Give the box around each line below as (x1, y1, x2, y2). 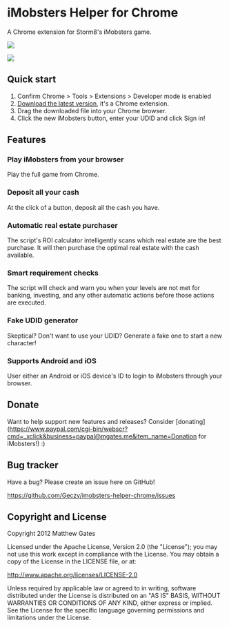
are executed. (7, 298, 46, 307)
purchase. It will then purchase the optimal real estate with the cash (7, 244, 200, 252)
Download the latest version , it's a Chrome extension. (17, 99, 169, 108)
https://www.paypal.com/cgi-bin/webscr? (9, 425, 128, 433)
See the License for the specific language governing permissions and (7, 606, 205, 615)
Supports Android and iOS (7, 356, 97, 365)
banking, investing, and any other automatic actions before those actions (7, 291, 215, 300)
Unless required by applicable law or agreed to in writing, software (7, 584, 197, 592)
